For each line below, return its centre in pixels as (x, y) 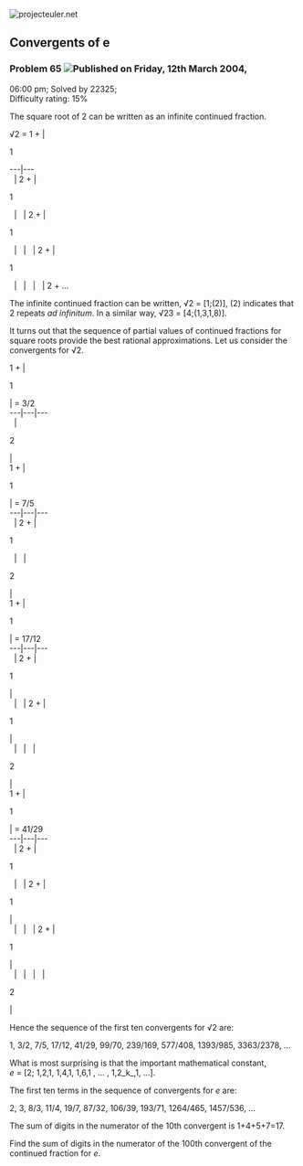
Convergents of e (60, 43)
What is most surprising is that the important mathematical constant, (138, 1063)
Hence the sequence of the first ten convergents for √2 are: (122, 1027)
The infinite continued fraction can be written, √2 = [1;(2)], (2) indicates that (152, 303)
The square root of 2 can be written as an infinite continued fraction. (138, 116)
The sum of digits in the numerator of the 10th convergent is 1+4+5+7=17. (147, 1126)
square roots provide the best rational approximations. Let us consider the (148, 340)
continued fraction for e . (55, 1153)
